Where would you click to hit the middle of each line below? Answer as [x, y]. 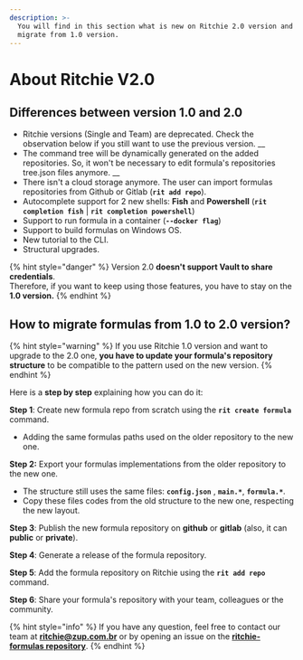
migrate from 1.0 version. [68, 34]
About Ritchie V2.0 [82, 79]
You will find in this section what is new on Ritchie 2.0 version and [156, 26]
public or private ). [44, 538]
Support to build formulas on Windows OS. [102, 231]
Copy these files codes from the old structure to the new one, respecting [158, 501]
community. [31, 609]
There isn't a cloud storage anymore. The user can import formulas [147, 183]
